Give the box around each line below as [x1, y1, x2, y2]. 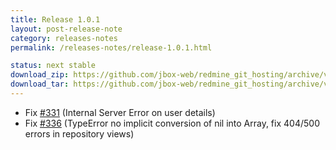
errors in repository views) [24, 127, 135, 140]
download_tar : [10, 79, 70, 90]
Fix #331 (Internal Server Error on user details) [24, 106, 216, 118]
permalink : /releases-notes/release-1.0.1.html [10, 42, 213, 53]
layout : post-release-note [10, 24, 123, 34]
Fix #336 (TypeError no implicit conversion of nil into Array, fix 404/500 [24, 117, 320, 129]
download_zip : [10, 70, 70, 80]
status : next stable [10, 61, 97, 71]
